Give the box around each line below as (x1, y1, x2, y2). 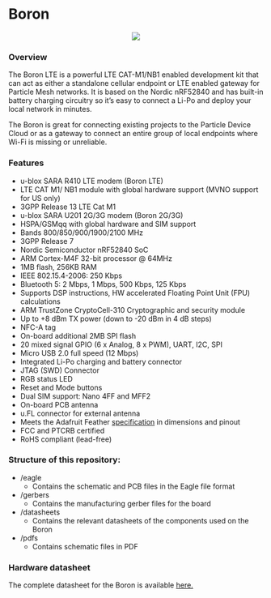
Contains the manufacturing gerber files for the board (32, 498, 212, 508)
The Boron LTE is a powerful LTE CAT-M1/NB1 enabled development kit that (8, 70, 259, 79)
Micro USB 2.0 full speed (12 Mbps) (19, 348, 139, 357)
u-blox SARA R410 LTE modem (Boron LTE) (19, 176, 164, 186)
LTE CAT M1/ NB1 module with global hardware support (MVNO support (19, 184, 259, 194)
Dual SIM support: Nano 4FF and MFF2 (19, 391, 151, 401)
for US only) (19, 193, 61, 203)
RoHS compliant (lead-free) (19, 434, 112, 444)
